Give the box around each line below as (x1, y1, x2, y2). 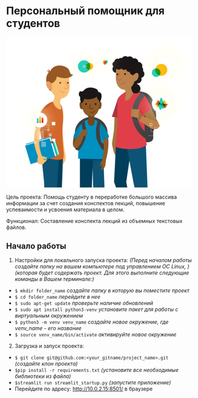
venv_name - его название (14, 325, 82, 332)
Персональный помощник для (6, 4, 165, 18)
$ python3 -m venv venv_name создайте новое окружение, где (14, 318, 169, 326)
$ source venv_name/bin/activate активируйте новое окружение (14, 331, 177, 338)
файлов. (6, 224, 27, 231)
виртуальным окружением (14, 312, 83, 319)
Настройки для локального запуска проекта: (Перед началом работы (14, 257, 192, 264)
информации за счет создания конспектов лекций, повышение (6, 200, 165, 207)
